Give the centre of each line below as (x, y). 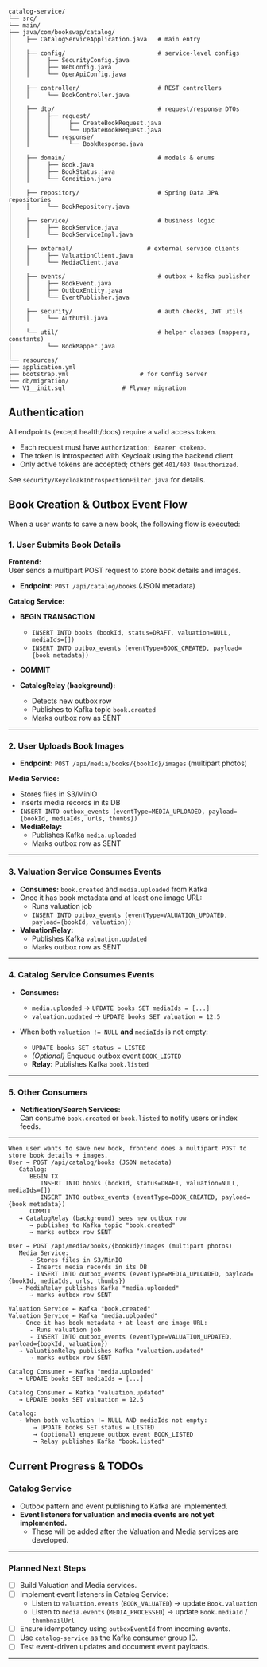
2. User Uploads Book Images (66, 745)
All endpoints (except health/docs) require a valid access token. (112, 431)
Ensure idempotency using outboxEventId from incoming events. (125, 1629)
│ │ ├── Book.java (51, 165)
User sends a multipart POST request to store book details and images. (124, 570)
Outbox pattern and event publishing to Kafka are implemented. (124, 1506)
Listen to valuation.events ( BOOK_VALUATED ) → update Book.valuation (144, 1603)
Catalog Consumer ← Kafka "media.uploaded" (81, 1372)
